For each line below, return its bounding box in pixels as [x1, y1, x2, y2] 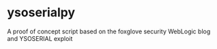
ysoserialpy [7, 5, 76, 20]
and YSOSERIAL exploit [7, 34, 73, 42]
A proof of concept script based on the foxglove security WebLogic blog [7, 27, 211, 35]
